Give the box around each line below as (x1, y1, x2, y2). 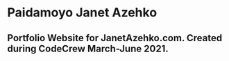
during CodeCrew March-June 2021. (7, 42, 169, 54)
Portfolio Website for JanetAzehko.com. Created (7, 32, 223, 44)
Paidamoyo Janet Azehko (7, 5, 158, 21)
